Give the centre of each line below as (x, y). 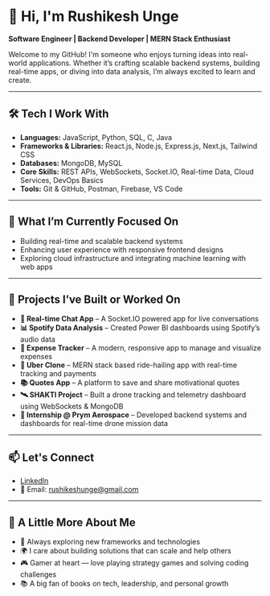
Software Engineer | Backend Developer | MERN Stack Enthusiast (119, 39)
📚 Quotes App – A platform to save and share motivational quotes (130, 383)
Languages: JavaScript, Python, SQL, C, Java (96, 137)
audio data (38, 339)
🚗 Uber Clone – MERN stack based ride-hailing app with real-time (129, 365)
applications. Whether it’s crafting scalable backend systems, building (144, 63)
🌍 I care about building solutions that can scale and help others (125, 550)
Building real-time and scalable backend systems (101, 241)
